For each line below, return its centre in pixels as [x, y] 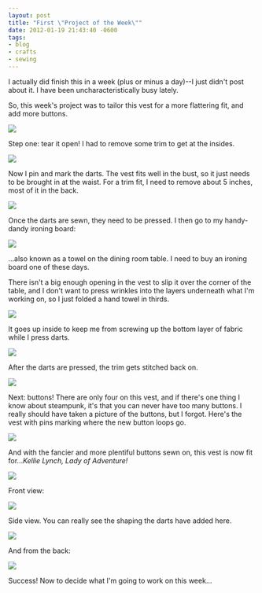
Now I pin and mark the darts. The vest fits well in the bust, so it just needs [129, 173]
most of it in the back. [43, 190]
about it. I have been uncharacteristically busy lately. [93, 90]
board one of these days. [49, 267]
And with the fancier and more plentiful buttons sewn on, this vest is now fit [131, 452]
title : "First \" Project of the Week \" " [76, 23]
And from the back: [39, 551]
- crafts [22, 52]
